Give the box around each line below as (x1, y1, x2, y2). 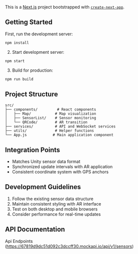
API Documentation (5, 225, 65, 234)
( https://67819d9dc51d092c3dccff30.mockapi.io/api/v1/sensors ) (5, 243, 134, 249)
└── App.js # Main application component (5, 133, 114, 138)
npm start (5, 58, 25, 63)
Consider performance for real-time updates (12, 211, 101, 217)
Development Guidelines (5, 183, 81, 191)
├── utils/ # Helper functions (5, 128, 94, 133)
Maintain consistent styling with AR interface (12, 201, 102, 206)
